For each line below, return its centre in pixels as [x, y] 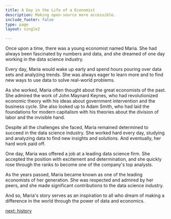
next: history [18, 211]
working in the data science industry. [44, 59]
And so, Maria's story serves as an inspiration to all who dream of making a [85, 195]
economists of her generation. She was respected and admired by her [79, 180]
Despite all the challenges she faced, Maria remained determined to [77, 127]
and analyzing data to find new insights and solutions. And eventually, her [83, 138]
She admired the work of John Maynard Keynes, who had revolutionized [82, 96]
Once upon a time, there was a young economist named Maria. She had [81, 48]
